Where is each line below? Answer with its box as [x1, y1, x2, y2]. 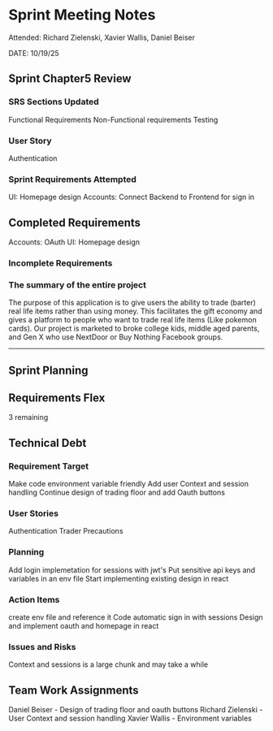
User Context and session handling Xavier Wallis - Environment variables [8, 713, 252, 724]
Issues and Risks [8, 641, 76, 652]
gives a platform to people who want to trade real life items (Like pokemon [8, 315, 258, 325]
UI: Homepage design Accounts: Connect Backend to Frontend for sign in [8, 192, 254, 202]
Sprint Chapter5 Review [8, 71, 132, 86]
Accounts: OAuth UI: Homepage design [8, 237, 141, 247]
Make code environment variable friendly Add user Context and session [8, 479, 249, 489]
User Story [8, 135, 52, 146]
